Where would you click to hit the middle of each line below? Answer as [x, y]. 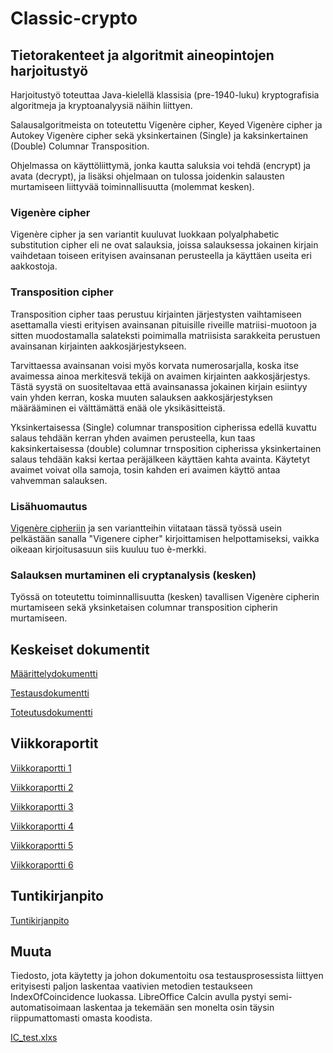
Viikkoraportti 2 [42, 787]
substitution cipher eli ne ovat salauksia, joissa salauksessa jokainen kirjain [164, 245]
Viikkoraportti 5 [42, 845]
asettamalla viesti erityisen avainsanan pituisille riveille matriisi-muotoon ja [163, 324]
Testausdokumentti [50, 693]
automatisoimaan [46, 1008]
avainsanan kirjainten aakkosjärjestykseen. [98, 346]
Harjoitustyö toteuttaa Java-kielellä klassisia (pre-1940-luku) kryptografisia [165, 95]
